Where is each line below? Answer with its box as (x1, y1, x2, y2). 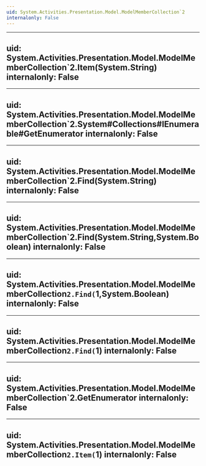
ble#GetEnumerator (6, 128, 84, 139)
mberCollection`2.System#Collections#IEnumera (6, 119, 199, 129)
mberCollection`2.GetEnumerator (6, 392, 137, 403)
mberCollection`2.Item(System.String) (6, 62, 158, 72)
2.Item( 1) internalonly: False (66, 449, 177, 460)
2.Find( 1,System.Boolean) (66, 289, 170, 299)
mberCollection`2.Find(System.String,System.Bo (6, 232, 199, 243)
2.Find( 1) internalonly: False (66, 345, 177, 356)
